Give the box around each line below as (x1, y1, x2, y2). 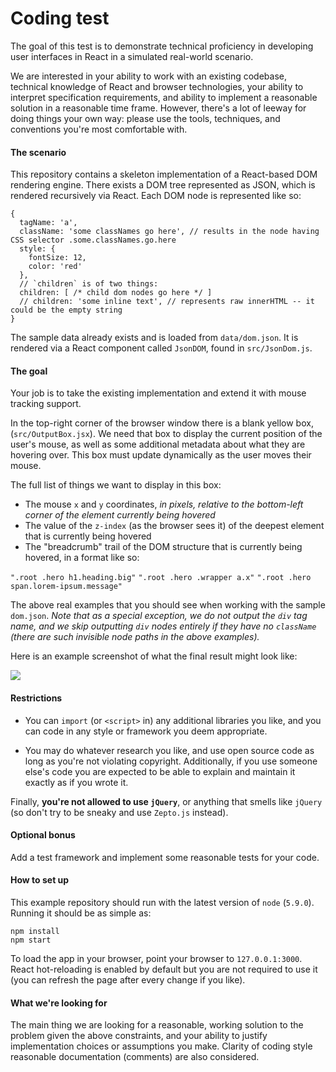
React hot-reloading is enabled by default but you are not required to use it (10, 963, 318, 975)
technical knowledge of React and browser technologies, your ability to (10, 80, 304, 92)
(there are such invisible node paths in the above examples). (10, 631, 260, 643)
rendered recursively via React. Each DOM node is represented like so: (10, 190, 302, 202)
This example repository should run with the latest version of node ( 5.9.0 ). (10, 896, 315, 908)
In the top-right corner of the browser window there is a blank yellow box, (10, 417, 314, 429)
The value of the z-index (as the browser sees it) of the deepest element (24, 520, 325, 532)
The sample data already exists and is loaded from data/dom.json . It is (10, 332, 299, 344)
